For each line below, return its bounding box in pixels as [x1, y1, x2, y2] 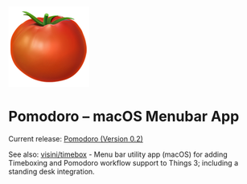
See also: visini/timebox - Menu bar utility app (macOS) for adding [8, 149, 228, 159]
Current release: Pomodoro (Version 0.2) [8, 133, 143, 143]
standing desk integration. [8, 166, 95, 176]
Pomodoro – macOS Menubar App [8, 108, 240, 126]
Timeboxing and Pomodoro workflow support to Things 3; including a [8, 157, 239, 167]
